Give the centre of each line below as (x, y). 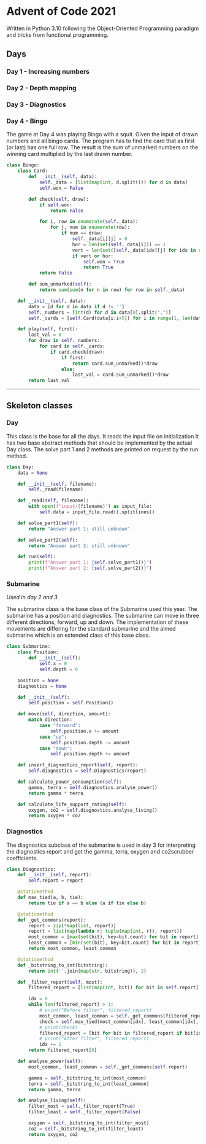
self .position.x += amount (85, 731)
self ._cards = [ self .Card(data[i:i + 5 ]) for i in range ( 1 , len (109, 318)
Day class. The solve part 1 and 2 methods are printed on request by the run (102, 449)
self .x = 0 (53, 664)
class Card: (32, 171)
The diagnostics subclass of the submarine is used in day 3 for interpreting (101, 845)
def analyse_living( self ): (52, 1100)
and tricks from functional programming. (57, 34)
